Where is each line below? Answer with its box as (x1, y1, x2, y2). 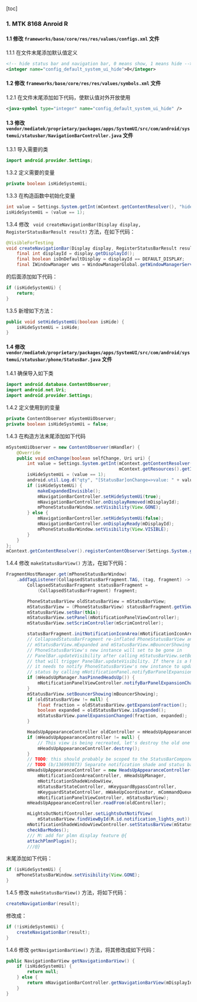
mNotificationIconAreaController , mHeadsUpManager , (37, 773, 167, 779)
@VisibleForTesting (6, 239, 54, 246)
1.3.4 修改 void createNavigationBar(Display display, (6, 221, 141, 228)
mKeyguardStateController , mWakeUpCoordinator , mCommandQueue (37, 789, 193, 795)
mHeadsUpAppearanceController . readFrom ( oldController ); (27, 800, 167, 806)
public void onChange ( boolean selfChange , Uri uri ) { (16, 455, 151, 461)
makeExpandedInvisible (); (37, 488, 101, 494)
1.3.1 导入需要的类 (6, 146, 49, 153)
